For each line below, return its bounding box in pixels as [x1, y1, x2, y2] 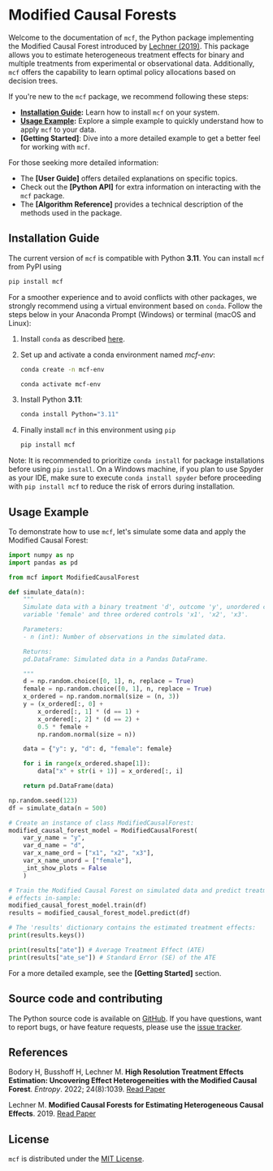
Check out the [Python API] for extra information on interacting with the [19, 181, 262, 192]
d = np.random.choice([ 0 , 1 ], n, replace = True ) [23, 677, 195, 686]
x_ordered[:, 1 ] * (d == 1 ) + [37, 707, 140, 716]
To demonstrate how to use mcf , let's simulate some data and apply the [8, 526, 246, 536]
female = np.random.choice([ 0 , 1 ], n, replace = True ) [23, 685, 213, 693]
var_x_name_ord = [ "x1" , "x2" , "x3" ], [23, 849, 154, 857]
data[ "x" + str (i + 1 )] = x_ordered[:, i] [37, 767, 184, 776]
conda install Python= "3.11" [19, 411, 119, 419]
